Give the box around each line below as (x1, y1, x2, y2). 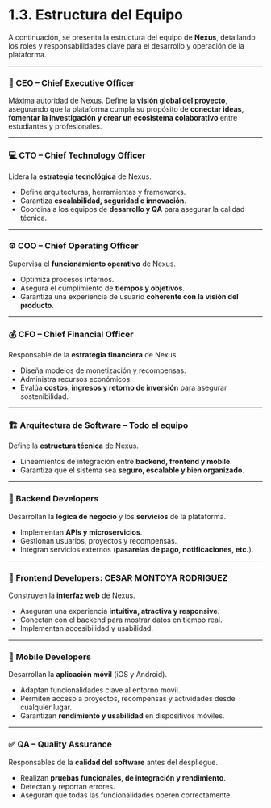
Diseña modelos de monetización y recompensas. (19, 366, 187, 375)
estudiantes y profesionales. (8, 121, 102, 131)
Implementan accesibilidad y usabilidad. (19, 624, 153, 633)
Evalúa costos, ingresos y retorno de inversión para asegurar (19, 383, 227, 393)
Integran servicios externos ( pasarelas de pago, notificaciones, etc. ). (19, 544, 254, 554)
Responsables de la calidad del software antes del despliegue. (8, 757, 218, 767)
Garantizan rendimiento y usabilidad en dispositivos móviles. (19, 711, 225, 721)
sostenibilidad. (19, 391, 69, 401)
